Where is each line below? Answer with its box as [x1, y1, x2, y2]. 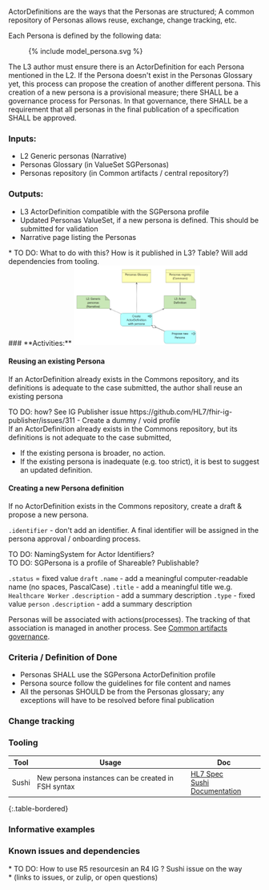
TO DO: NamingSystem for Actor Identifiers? [8, 549, 155, 559]
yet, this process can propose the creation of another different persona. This [8, 79, 261, 88]
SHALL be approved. [8, 113, 78, 123]
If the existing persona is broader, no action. [19, 448, 166, 457]
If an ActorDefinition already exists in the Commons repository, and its [8, 374, 240, 384]
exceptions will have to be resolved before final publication [19, 696, 215, 705]
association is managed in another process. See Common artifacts [8, 623, 228, 632]
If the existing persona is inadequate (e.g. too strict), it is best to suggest [19, 457, 260, 466]
